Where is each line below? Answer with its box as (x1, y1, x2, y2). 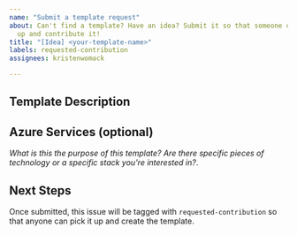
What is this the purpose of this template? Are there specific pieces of (9, 148, 264, 159)
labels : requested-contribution (9, 46, 128, 55)
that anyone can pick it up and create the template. (9, 216, 194, 226)
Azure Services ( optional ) (9, 125, 154, 140)
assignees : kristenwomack (9, 54, 104, 63)
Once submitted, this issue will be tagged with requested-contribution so (9, 207, 278, 217)
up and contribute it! (17, 29, 101, 38)
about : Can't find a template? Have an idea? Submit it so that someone (9, 21, 283, 30)
